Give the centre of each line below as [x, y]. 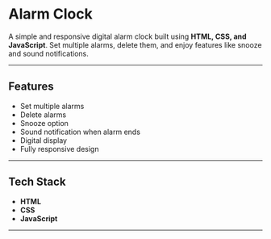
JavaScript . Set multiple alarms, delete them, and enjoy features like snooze [135, 44]
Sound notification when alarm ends [80, 132]
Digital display [43, 140]
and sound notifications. [48, 53]
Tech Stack [37, 182]
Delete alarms [43, 115]
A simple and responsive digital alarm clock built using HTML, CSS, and [128, 36]
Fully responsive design [59, 149]
